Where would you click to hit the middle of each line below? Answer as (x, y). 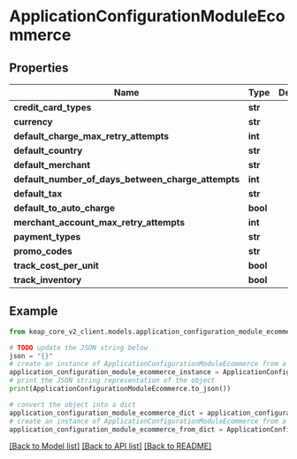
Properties (39, 68)
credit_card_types (53, 107)
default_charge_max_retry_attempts (91, 136)
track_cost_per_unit (56, 265)
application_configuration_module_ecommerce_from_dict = (116, 429)
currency (33, 122)
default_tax (38, 194)
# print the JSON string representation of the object (112, 381)
